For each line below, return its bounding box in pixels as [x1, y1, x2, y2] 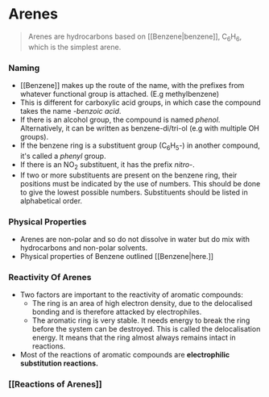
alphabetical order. [19, 195, 83, 206]
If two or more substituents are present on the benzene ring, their [19, 170, 238, 180]
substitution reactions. [19, 358, 99, 368]
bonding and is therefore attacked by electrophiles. [31, 307, 202, 317]
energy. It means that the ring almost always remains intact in [31, 332, 236, 343]
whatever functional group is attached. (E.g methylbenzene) [19, 90, 220, 99]
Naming [8, 62, 40, 73]
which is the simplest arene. [27, 42, 122, 52]
